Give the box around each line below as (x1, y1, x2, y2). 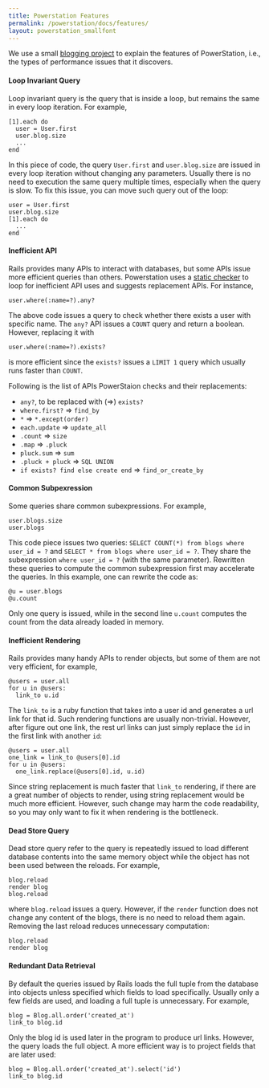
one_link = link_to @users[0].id (8, 754, 120, 762)
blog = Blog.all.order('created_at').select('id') (8, 1065, 181, 1073)
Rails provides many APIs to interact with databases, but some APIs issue (8, 263, 251, 273)
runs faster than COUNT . (8, 365, 83, 375)
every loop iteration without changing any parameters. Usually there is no (8, 168, 251, 177)
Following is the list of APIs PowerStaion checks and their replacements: (8, 381, 247, 390)
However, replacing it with (8, 327, 95, 337)
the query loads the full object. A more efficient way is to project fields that (8, 1041, 256, 1050)
